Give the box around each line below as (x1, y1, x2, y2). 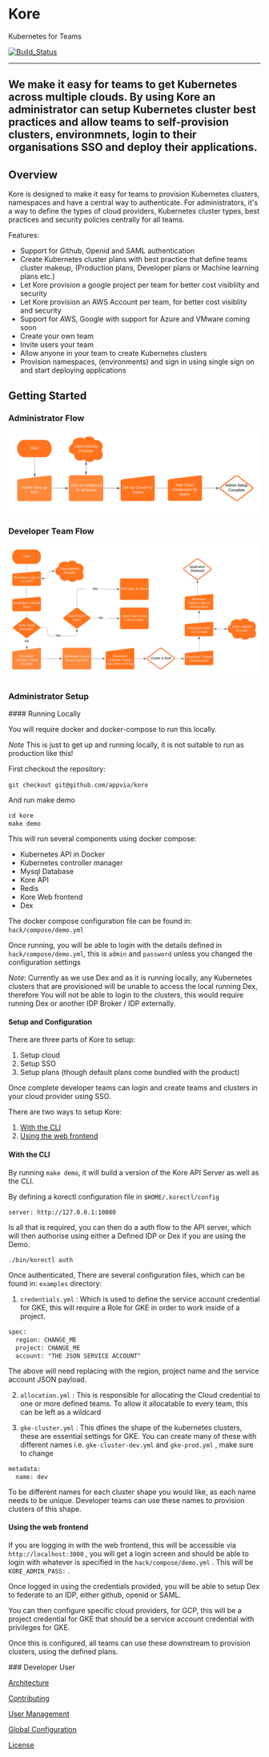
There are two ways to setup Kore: (8, 1107, 122, 1117)
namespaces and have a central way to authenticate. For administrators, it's (8, 198, 259, 207)
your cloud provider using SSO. (8, 1092, 111, 1101)
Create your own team (19, 331, 94, 341)
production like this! (8, 749, 74, 758)
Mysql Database (19, 867, 74, 876)
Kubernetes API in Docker (19, 849, 106, 860)
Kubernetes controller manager (19, 858, 123, 868)
